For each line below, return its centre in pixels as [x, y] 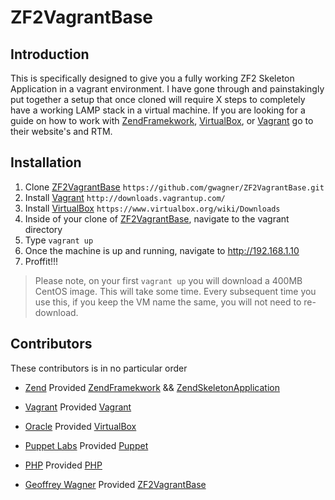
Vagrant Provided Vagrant [78, 407]
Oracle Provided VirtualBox [80, 426]
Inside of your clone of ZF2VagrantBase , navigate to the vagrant [157, 218]
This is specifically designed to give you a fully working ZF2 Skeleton [152, 78]
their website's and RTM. [61, 131]
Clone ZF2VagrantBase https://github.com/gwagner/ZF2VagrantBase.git [174, 187]
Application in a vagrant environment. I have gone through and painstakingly [167, 89]
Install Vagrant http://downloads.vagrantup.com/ [125, 197]
